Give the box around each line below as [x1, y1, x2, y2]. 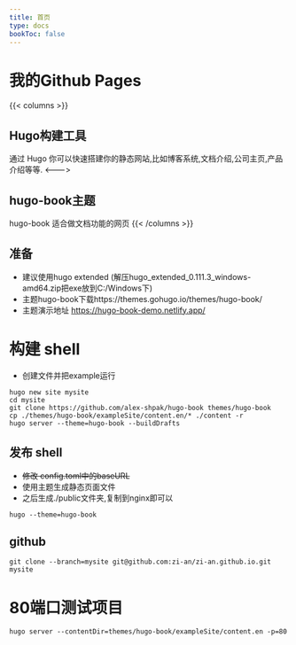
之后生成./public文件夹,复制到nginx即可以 [21, 493, 174, 503]
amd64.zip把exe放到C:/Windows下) [21, 283, 153, 293]
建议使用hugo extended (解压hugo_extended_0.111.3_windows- [21, 271, 252, 282]
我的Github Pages [9, 70, 142, 90]
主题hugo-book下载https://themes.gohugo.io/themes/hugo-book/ [21, 293, 263, 304]
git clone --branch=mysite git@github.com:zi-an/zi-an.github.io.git [9, 557, 272, 567]
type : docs [9, 21, 50, 30]
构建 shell [9, 338, 81, 359]
